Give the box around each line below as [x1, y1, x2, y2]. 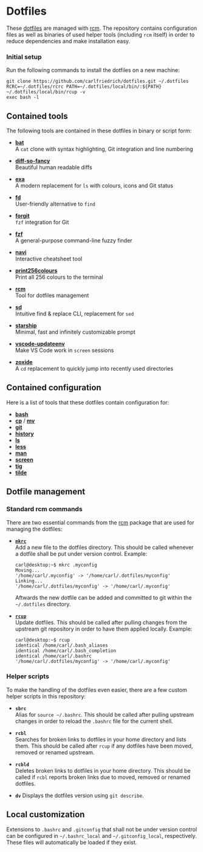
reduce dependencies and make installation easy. [6, 37, 131, 45]
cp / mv [15, 417, 35, 424]
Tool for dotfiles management [15, 292, 89, 299]
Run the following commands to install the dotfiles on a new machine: [6, 66, 181, 74]
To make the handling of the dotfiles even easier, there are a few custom [6, 686, 187, 693]
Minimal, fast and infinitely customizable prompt [15, 328, 136, 336]
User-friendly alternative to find [15, 200, 95, 208]
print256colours [15, 267, 58, 274]
